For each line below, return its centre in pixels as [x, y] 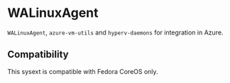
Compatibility [38, 55]
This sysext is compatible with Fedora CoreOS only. [83, 71]
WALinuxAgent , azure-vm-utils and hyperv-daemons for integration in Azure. [115, 32]
